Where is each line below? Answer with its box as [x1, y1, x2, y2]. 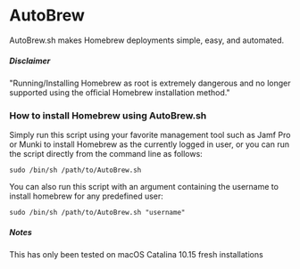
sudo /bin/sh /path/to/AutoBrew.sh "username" [9, 208, 186, 217]
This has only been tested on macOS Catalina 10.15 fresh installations [9, 249, 263, 260]
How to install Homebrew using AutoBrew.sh [9, 109, 207, 121]
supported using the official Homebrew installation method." [9, 86, 230, 98]
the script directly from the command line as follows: [9, 149, 203, 159]
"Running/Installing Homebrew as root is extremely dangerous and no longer [9, 77, 291, 88]
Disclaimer [9, 55, 51, 66]
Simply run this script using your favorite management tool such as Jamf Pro [9, 130, 291, 141]
